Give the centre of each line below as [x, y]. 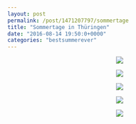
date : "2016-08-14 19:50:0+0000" [57, 34]
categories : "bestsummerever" [52, 40]
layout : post [27, 14]
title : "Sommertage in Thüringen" [59, 27]
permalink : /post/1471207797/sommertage [68, 21]
